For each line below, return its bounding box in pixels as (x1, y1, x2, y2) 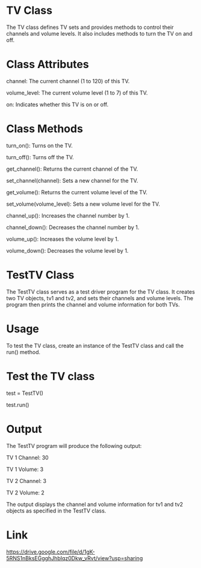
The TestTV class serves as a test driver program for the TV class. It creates (6, 288, 196, 295)
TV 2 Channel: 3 (6, 477, 47, 484)
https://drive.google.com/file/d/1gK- (6, 548, 95, 555)
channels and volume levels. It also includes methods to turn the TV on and (6, 30, 193, 37)
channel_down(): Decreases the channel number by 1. (6, 224, 140, 231)
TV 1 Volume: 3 (6, 465, 44, 473)
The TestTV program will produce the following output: (6, 442, 142, 449)
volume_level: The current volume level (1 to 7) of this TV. (6, 89, 148, 96)
